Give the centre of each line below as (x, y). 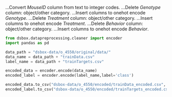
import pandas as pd (27, 43)
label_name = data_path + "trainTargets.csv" (55, 61)
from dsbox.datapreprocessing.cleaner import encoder (64, 38)
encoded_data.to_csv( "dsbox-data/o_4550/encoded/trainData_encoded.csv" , (86, 85)
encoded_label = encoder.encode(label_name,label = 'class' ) (70, 76)
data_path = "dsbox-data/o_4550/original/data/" (58, 52)
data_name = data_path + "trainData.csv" (50, 57)
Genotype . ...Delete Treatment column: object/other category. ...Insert (79, 18)
